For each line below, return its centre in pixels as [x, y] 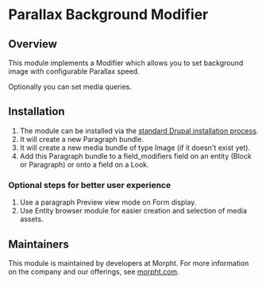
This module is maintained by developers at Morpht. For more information [129, 263]
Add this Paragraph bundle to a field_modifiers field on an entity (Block [135, 155]
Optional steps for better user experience [90, 185]
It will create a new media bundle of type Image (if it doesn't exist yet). [135, 148]
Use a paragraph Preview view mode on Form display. [108, 202]
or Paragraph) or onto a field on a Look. [84, 164]
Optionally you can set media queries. [70, 86]
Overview [33, 44]
